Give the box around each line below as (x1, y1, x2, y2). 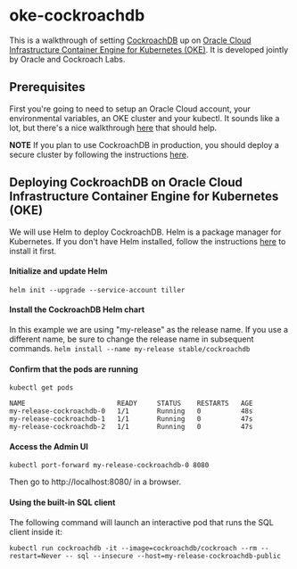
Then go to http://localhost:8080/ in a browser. (9, 476, 181, 487)
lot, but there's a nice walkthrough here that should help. (9, 122, 218, 133)
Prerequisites (9, 79, 86, 95)
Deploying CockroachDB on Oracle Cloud (9, 175, 243, 190)
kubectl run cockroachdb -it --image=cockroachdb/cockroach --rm (9, 543, 257, 553)
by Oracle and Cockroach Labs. (9, 54, 126, 64)
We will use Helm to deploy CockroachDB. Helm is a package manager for (9, 227, 282, 237)
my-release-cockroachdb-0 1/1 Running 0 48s (9, 407, 253, 416)
